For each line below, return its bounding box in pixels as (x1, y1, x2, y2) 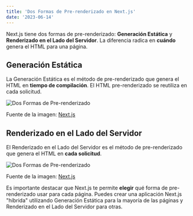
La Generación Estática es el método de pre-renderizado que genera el (6, 76, 179, 83)
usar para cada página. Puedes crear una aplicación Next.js (37, 191, 182, 198)
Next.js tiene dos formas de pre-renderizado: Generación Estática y (6, 30, 173, 37)
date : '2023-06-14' (6, 14, 54, 20)
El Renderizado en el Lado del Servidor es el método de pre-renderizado (6, 144, 183, 151)
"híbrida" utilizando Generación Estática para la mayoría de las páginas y (6, 197, 184, 204)
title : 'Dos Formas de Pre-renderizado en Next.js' (6, 8, 136, 15)
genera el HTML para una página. (6, 42, 88, 50)
